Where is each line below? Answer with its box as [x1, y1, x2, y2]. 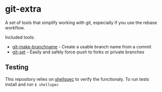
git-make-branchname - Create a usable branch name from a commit [12, 44, 152, 49]
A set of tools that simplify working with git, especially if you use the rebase [5, 20, 157, 25]
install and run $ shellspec [5, 81, 59, 87]
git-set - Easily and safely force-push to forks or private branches [12, 49, 145, 55]
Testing [5, 63, 29, 71]
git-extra [5, 3, 41, 15]
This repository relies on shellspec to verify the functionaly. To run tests [5, 76, 149, 82]
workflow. [5, 24, 25, 30]
